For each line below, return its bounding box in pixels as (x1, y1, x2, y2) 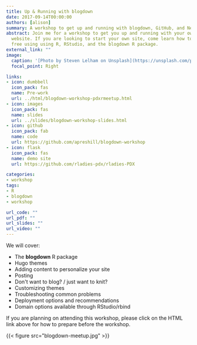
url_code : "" (6, 209, 38, 215)
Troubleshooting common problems (14, 291, 101, 297)
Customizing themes (14, 285, 64, 291)
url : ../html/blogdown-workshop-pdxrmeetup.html (11, 96, 133, 102)
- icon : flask (6, 144, 41, 150)
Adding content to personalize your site (14, 266, 110, 273)
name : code (11, 134, 38, 140)
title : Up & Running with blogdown (6, 8, 93, 15)
